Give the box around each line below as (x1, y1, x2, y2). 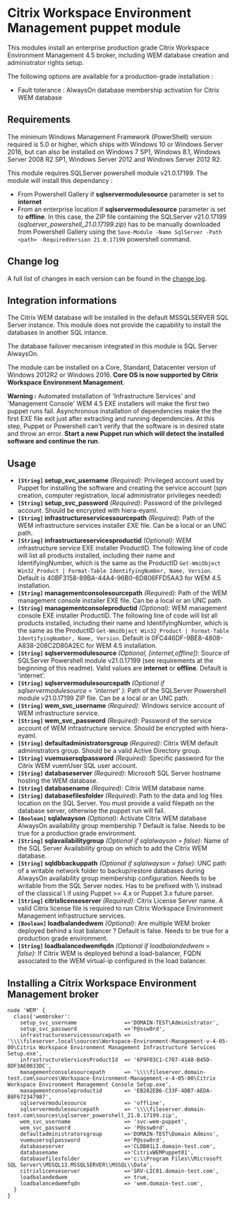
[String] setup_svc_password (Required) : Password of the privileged (17, 499, 222, 507)
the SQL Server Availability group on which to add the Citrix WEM (17, 844, 208, 853)
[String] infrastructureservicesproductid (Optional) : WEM (17, 536, 192, 545)
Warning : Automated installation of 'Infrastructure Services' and (7, 392, 196, 401)
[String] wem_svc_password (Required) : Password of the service (17, 716, 212, 725)
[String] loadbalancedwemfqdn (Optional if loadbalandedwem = (17, 942, 210, 950)
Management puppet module (7, 20, 181, 36)
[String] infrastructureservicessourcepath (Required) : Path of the (17, 514, 215, 522)
